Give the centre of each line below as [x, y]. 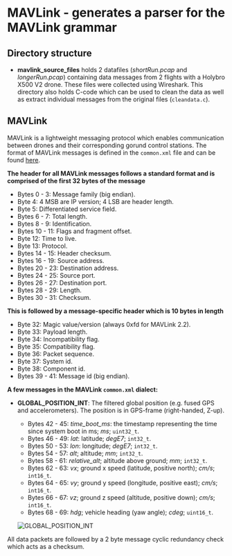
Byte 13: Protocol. [42, 246]
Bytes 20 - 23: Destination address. [68, 268]
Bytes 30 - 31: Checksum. [54, 297]
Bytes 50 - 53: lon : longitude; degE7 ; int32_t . [92, 446]
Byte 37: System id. [45, 361]
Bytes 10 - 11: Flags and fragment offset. [74, 231]
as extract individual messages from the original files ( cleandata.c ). [113, 99]
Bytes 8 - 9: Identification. [54, 224]
